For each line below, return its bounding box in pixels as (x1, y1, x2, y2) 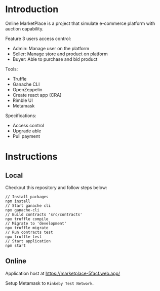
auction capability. (5, 25, 44, 31)
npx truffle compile (5, 216, 49, 222)
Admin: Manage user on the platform (12, 45, 90, 51)
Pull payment (12, 133, 41, 139)
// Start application (5, 238, 51, 244)
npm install (5, 199, 30, 204)
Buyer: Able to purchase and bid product (12, 56, 98, 62)
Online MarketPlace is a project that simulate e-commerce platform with (5, 20, 155, 26)
